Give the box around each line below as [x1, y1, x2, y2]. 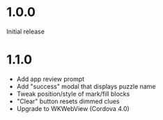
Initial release [6, 27, 45, 36]
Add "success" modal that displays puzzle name [16, 82, 156, 91]
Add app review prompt [16, 75, 85, 83]
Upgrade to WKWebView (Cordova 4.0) [16, 104, 130, 112]
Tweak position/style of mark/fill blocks [16, 89, 130, 98]
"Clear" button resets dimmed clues [16, 97, 120, 105]
